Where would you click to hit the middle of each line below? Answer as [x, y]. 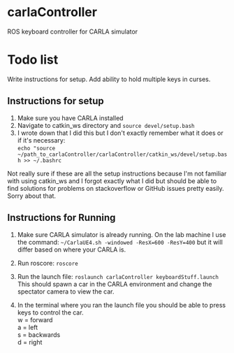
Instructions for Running [61, 218]
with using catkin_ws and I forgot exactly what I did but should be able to [112, 181]
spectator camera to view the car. [66, 291]
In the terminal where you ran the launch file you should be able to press [121, 305]
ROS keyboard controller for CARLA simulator [73, 31]
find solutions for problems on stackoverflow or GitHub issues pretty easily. [116, 188]
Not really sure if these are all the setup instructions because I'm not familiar [117, 173]
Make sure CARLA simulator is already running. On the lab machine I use [122, 234]
